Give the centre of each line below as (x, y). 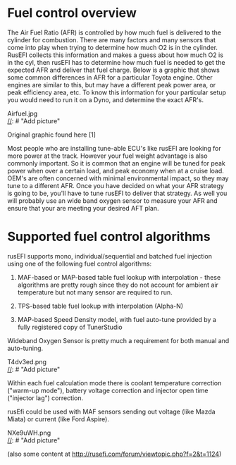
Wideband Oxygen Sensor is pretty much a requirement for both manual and (118, 340)
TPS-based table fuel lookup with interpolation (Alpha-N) (100, 306)
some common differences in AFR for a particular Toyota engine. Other (110, 77)
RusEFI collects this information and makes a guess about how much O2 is (116, 55)
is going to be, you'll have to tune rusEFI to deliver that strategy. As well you (117, 193)
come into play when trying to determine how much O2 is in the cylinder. (113, 47)
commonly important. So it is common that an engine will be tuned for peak (116, 163)
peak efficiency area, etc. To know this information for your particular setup (117, 92)
